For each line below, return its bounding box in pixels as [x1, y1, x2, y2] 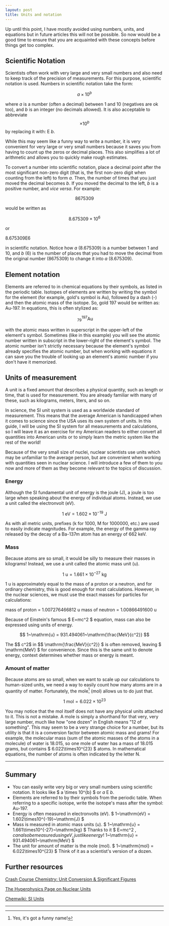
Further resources [5, 863, 63, 872]
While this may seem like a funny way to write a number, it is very [5, 138, 141, 144]
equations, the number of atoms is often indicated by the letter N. [5, 751, 141, 757]
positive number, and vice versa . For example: [5, 185, 101, 192]
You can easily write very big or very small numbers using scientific [12, 784, 153, 790]
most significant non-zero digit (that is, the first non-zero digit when [5, 169, 146, 176]
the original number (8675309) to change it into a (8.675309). [5, 256, 133, 262]
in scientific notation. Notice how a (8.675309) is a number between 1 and [5, 245, 158, 251]
